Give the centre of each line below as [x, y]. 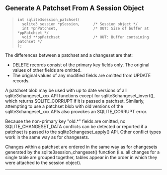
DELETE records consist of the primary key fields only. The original [81, 65]
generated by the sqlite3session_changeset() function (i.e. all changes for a [83, 152]
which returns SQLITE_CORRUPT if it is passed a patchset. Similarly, [75, 101]
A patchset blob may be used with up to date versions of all [66, 90]
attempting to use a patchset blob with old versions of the [64, 106]
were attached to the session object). [43, 163]
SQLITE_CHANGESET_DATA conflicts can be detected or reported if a [76, 126]
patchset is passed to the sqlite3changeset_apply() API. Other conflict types [83, 132]
